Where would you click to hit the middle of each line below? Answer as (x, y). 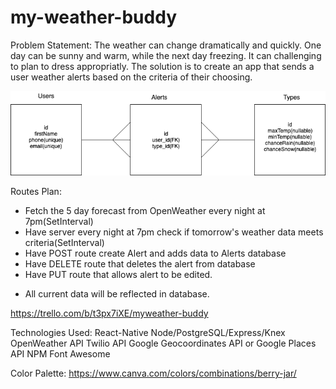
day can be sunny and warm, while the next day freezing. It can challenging (166, 55)
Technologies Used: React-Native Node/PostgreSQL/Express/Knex (148, 333)
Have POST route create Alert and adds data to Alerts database (155, 253)
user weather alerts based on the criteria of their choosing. (131, 77)
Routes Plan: (36, 192)
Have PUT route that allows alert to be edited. (118, 275)
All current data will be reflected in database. (117, 294)
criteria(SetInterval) (64, 243)
